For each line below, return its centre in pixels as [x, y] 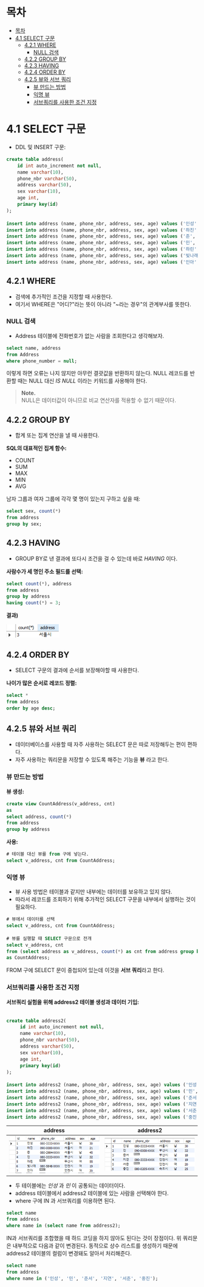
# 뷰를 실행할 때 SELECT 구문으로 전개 [49, 939]
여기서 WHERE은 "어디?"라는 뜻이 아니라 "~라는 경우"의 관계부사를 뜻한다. [103, 304]
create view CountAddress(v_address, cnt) [61, 804]
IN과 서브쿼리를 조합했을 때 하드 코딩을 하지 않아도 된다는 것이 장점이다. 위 [94, 1238]
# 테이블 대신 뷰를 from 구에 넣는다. [48, 854]
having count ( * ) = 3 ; [34, 603]
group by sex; [24, 524]
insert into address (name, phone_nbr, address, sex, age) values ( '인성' [102, 224]
